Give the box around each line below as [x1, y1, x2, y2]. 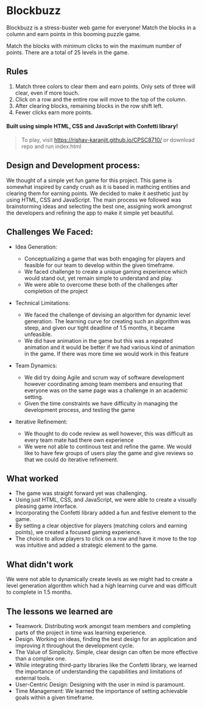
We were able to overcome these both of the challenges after [24, 280, 178, 288]
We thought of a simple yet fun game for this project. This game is [6, 177, 172, 184]
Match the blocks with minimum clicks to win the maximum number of [6, 42, 182, 49]
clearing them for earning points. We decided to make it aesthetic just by [6, 189, 189, 197]
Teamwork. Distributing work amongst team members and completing [15, 623, 191, 630]
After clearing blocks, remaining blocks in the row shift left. [15, 102, 163, 109]
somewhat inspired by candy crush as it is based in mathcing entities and [6, 183, 191, 190]
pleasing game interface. [15, 502, 78, 510]
